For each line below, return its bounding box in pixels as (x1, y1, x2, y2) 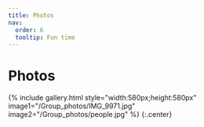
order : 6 (15, 26, 44, 34)
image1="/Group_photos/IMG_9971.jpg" (8, 101, 136, 111)
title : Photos (8, 11, 55, 20)
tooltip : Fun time (15, 33, 76, 42)
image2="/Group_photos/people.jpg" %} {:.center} (8, 110, 173, 119)
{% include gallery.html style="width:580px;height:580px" (8, 93, 197, 103)
